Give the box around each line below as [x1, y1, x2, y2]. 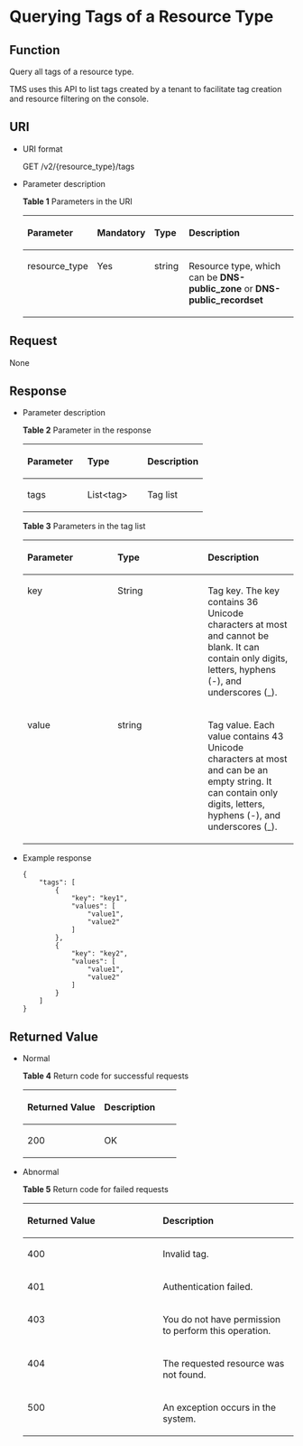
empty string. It [207, 775, 272, 788]
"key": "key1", [70, 894, 128, 903]
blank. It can [207, 641, 260, 654]
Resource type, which [188, 259, 281, 272]
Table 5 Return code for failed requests [22, 1184, 169, 1195]
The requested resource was [161, 1357, 285, 1370]
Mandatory [96, 226, 146, 238]
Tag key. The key [207, 584, 280, 597]
